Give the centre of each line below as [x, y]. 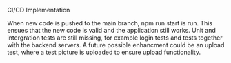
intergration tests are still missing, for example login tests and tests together [115, 38]
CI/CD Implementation [39, 10]
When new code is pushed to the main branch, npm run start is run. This [110, 23]
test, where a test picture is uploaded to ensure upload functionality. [104, 52]
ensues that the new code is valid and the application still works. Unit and [111, 30]
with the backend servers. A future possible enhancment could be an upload [116, 45]
